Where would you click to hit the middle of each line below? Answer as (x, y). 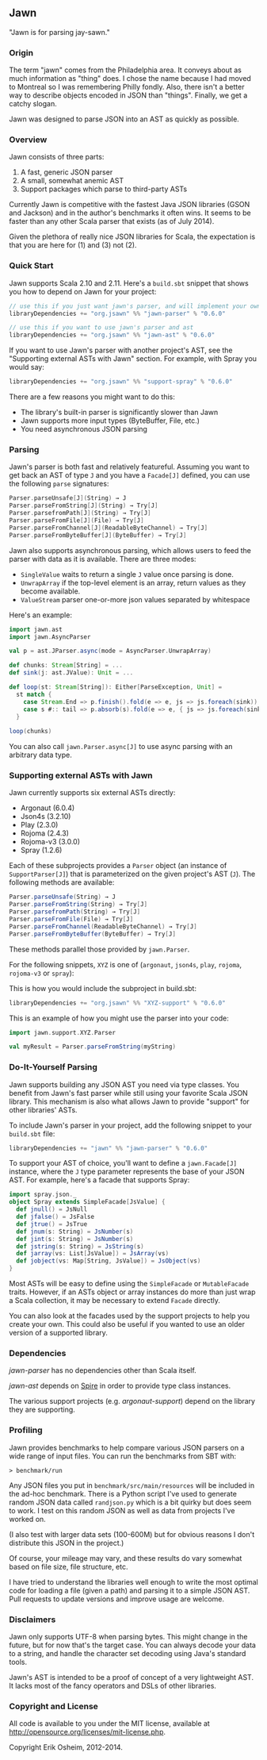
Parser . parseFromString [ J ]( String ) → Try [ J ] (84, 506)
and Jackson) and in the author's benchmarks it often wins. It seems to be (130, 213)
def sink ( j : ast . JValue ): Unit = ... (71, 673)
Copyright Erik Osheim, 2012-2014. (66, 1747)
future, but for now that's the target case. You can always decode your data (133, 1645)
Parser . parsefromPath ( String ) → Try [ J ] (75, 912)
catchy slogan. (33, 104)
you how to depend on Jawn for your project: (83, 291)
